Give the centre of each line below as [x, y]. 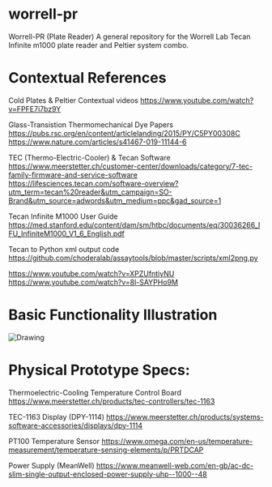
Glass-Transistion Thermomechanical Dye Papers [91, 124]
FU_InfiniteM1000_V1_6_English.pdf [67, 233]
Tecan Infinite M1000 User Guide [63, 216]
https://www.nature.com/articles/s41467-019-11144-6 [98, 142]
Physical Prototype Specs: [99, 370]
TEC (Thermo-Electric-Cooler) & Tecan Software [90, 157]
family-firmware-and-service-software [73, 174]
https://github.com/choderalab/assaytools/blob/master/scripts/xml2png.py [133, 258]
